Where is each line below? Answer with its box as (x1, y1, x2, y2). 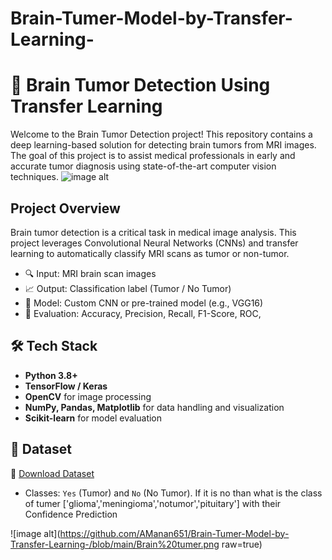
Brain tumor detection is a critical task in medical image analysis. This (10, 226, 297, 238)
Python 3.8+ (24, 369, 78, 381)
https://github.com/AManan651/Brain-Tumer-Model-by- (59, 527, 290, 539)
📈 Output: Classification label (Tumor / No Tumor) (24, 282, 232, 294)
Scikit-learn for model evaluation (24, 412, 163, 424)
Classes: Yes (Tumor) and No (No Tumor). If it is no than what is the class (24, 487, 323, 499)
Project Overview (10, 200, 121, 217)
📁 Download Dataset (10, 467, 95, 479)
